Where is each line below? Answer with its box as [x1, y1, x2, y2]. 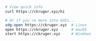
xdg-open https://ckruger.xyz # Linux [5, 22, 87, 27]
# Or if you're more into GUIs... [5, 18, 76, 23]
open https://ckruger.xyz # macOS [5, 27, 87, 32]
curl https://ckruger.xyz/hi [5, 9, 65, 14]
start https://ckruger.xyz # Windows [5, 32, 92, 37]
